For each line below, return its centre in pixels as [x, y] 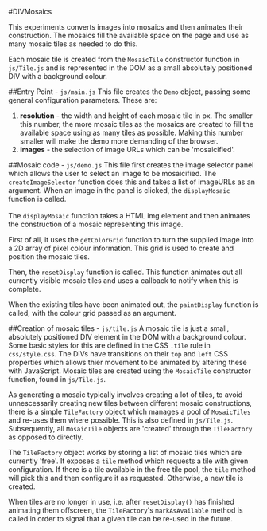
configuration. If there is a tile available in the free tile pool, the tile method [132, 469]
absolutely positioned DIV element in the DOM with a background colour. [127, 337]
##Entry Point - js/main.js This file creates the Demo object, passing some [130, 92]
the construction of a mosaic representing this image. [96, 224]
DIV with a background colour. [58, 76]
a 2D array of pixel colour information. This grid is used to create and [121, 248]
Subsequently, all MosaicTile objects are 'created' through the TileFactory [130, 429]
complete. [25, 289]
